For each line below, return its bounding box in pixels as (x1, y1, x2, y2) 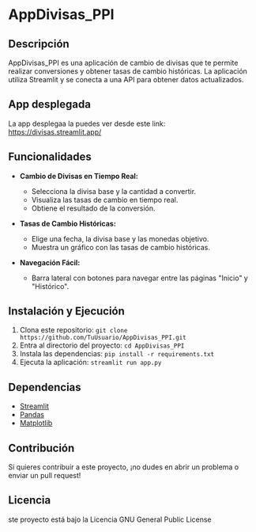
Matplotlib (19, 418, 53, 428)
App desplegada (8, 97, 91, 112)
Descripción (8, 37, 70, 51)
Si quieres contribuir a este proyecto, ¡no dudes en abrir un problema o (8, 462, 239, 472)
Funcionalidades (8, 150, 92, 164)
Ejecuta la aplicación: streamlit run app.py (19, 358, 162, 367)
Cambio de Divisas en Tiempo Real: (19, 171, 138, 180)
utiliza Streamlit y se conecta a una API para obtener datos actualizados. (8, 75, 244, 84)
